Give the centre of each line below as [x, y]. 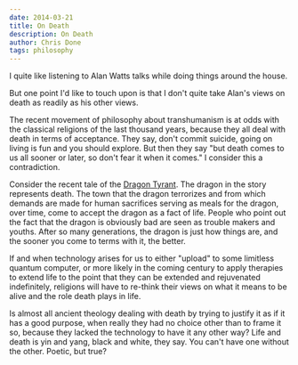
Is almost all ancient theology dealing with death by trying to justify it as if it [147, 313]
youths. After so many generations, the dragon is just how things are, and [144, 231]
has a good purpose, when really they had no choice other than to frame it [145, 323]
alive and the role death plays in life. [75, 296]
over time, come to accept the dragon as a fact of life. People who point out [148, 213]
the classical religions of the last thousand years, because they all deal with [148, 129]
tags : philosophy [41, 51]
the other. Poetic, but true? [58, 352]
